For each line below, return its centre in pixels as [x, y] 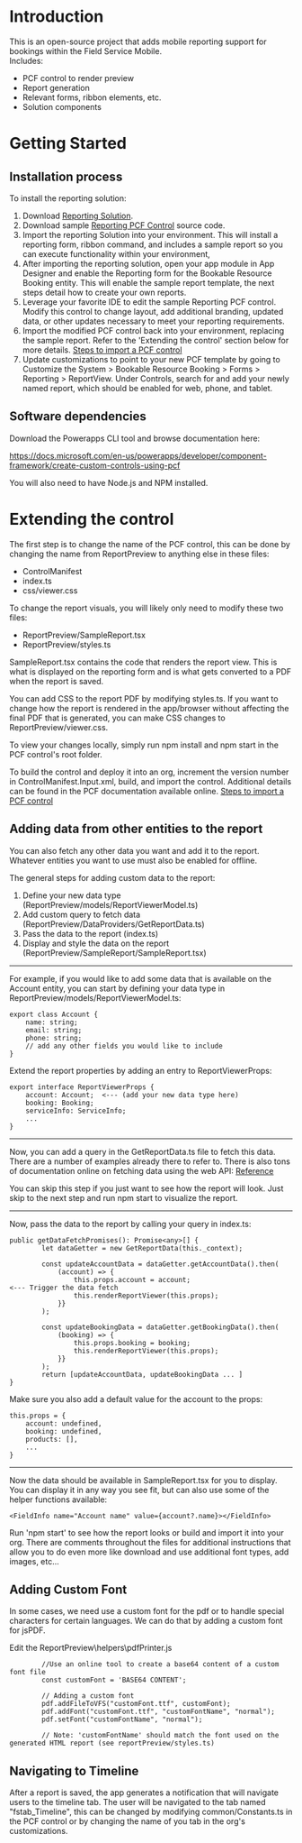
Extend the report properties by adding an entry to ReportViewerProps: [141, 1070]
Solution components [62, 106]
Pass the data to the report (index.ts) [90, 933]
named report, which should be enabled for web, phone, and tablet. [147, 388]
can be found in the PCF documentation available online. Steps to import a [147, 791]
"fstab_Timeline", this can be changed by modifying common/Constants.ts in [151, 1812]
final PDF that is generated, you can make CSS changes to [118, 718]
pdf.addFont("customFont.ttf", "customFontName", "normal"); [159, 1712]
